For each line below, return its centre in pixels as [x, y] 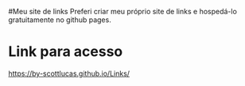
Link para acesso [66, 52]
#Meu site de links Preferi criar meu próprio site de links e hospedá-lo [122, 11]
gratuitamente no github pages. [60, 20]
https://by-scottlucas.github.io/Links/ [69, 73]
